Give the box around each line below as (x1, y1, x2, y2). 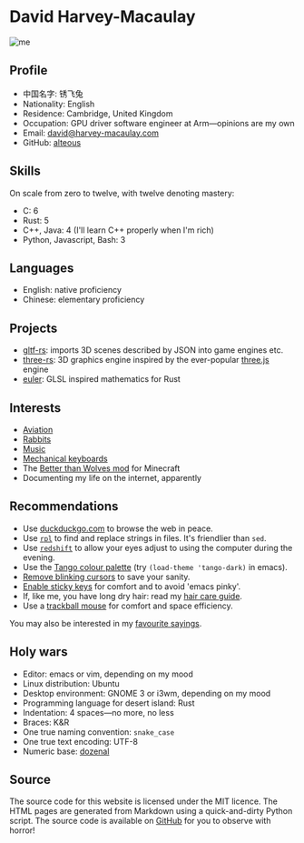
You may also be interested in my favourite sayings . (9, 617, 202, 628)
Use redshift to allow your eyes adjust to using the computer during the (22, 542, 293, 553)
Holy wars (9, 644, 68, 660)
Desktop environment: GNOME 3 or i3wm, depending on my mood (22, 687, 271, 698)
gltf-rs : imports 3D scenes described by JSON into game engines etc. (22, 345, 284, 356)
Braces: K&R (22, 717, 70, 728)
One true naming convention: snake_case (22, 726, 175, 738)
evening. (22, 552, 55, 563)
